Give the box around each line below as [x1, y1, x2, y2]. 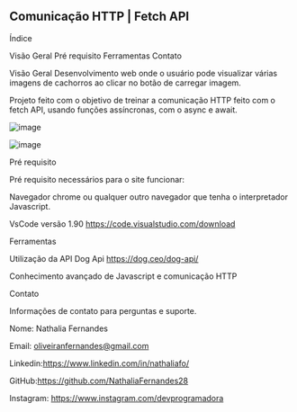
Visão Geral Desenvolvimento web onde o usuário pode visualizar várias [9, 67, 277, 78]
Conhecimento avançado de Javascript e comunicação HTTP [9, 271, 238, 282]
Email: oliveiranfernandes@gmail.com [9, 340, 149, 351]
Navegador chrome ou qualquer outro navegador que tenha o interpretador [9, 191, 289, 202]
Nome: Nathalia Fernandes [9, 323, 108, 334]
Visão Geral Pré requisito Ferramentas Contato [9, 50, 183, 61]
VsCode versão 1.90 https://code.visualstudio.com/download [9, 218, 236, 229]
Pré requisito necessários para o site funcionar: [9, 174, 185, 184]
